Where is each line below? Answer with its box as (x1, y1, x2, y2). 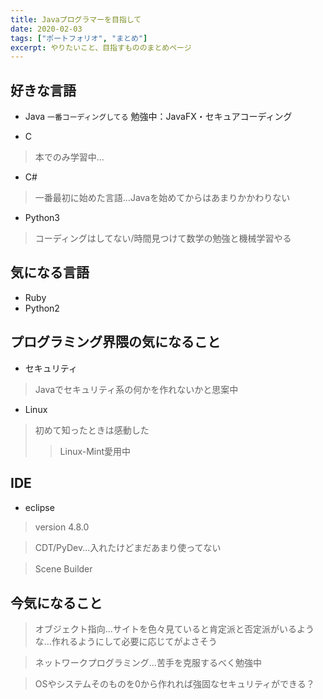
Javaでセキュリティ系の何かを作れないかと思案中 (34, 383, 239, 395)
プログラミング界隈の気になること (10, 334, 221, 351)
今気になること (10, 594, 103, 611)
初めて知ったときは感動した (34, 424, 150, 436)
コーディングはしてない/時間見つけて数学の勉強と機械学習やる (34, 232, 292, 245)
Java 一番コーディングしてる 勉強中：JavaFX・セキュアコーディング (24, 111, 293, 123)
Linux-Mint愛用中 (59, 445, 132, 457)
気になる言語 (10, 264, 90, 281)
